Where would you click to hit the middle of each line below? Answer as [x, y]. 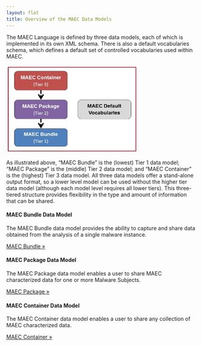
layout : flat [23, 13]
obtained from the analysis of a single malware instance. [76, 234]
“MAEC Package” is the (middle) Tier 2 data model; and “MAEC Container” [99, 168]
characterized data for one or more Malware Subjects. [73, 280]
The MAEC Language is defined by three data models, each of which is [95, 37]
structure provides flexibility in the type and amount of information [104, 194]
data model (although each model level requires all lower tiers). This [91, 188]
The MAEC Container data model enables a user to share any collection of [98, 319]
